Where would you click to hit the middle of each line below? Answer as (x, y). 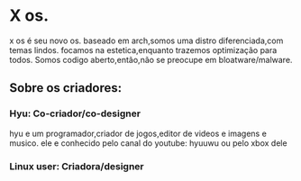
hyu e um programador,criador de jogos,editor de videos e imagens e (138, 133)
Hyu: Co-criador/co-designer (75, 113)
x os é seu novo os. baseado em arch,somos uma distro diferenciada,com (146, 41)
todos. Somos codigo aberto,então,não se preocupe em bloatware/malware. (151, 59)
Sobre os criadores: (66, 88)
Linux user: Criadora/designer (77, 166)
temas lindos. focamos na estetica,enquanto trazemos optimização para (143, 50)
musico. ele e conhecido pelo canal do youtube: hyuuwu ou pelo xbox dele (148, 143)
